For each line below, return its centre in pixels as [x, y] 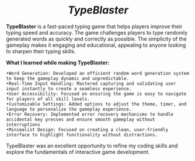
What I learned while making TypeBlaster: [58, 63]
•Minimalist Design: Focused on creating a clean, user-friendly [87, 129]
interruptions [23, 124]
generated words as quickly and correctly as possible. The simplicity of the [96, 39]
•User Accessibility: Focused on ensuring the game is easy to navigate [96, 94]
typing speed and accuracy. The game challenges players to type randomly [97, 32]
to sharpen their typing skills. [41, 51]
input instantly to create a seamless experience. [69, 88]
